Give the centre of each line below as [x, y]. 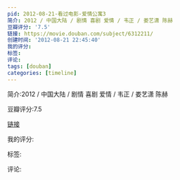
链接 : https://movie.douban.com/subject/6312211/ [80, 34]
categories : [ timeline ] [42, 73]
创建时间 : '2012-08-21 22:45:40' [54, 40]
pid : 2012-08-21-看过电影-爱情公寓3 [57, 14]
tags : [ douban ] [30, 66]
